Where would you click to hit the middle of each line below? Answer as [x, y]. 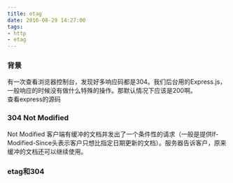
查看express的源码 [34, 99]
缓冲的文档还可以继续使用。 [47, 152]
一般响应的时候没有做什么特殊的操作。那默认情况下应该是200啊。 [102, 91]
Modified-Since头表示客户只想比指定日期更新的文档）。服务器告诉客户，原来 [117, 142]
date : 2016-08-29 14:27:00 [47, 20]
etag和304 [26, 171]
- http [17, 33]
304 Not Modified [38, 118]
